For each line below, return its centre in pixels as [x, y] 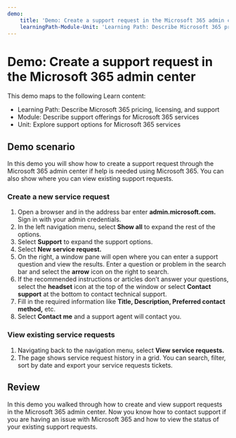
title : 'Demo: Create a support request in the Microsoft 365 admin [122, 20]
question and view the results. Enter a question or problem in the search [122, 264]
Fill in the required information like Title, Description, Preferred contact [122, 302]
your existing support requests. [53, 427]
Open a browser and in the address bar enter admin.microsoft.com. [117, 212]
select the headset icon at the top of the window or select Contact [114, 287]
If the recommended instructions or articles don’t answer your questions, [123, 279]
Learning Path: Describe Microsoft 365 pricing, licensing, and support [118, 110]
